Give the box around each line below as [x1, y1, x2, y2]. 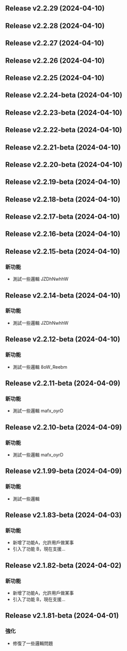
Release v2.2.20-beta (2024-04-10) [5, 160, 123, 169]
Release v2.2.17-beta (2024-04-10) [5, 212, 120, 221]
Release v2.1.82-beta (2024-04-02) [5, 561, 122, 570]
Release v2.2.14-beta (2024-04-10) [5, 291, 121, 300]
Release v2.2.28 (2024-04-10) [5, 21, 105, 30]
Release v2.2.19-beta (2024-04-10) [5, 178, 120, 186]
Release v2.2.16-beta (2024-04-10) [5, 230, 120, 238]
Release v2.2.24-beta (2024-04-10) [5, 91, 123, 100]
